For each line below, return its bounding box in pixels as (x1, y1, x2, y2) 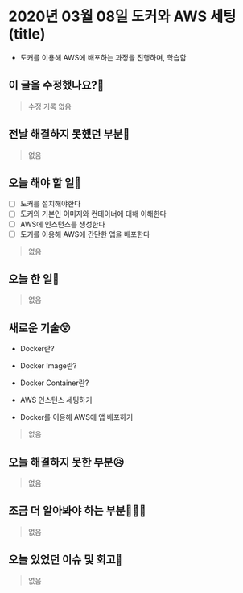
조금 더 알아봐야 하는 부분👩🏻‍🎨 (8, 504, 146, 518)
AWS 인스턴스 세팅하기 (19, 396, 93, 405)
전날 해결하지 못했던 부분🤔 (8, 127, 130, 141)
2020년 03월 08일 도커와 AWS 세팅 (8, 7, 237, 26)
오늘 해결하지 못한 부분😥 (8, 455, 125, 469)
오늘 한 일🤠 (8, 272, 60, 286)
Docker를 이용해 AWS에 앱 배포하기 (19, 413, 134, 422)
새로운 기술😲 (8, 321, 71, 334)
